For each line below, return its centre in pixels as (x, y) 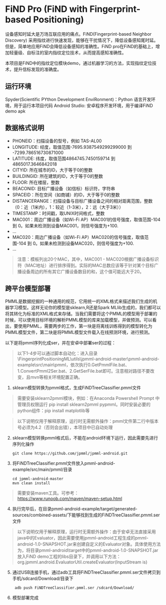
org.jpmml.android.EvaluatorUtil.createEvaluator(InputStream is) (82, 562)
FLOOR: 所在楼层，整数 (36, 182)
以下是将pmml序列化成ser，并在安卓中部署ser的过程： (61, 343)
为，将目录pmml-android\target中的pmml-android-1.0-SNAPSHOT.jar (88, 550)
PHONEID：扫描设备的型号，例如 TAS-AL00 (57, 141)
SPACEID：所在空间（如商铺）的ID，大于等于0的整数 (66, 195)
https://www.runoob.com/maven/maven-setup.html (70, 498)
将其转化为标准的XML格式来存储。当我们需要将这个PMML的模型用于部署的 (81, 314)
